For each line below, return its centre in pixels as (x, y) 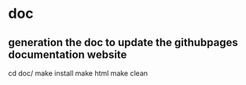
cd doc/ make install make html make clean (78, 73)
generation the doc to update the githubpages (123, 42)
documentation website (68, 54)
